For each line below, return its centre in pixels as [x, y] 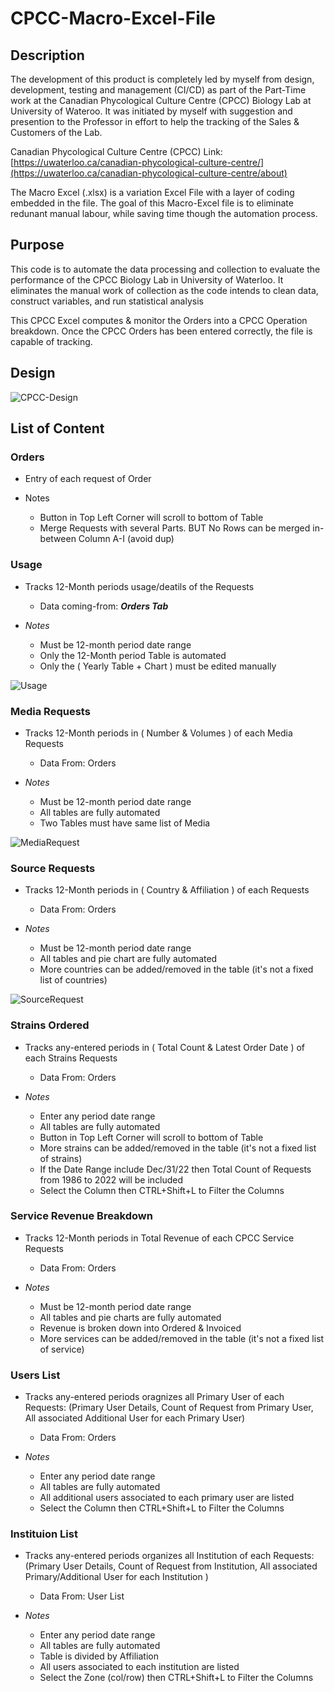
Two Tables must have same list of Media [125, 823]
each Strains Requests [71, 1058]
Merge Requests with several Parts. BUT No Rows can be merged [175, 528]
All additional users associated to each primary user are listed [167, 1498]
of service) [62, 1349]
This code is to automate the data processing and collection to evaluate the [165, 269]
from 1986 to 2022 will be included [111, 1179]
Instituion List [44, 1534]
